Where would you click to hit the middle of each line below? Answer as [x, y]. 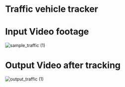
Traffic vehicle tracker [52, 9]
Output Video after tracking [63, 65]
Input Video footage [47, 32]
